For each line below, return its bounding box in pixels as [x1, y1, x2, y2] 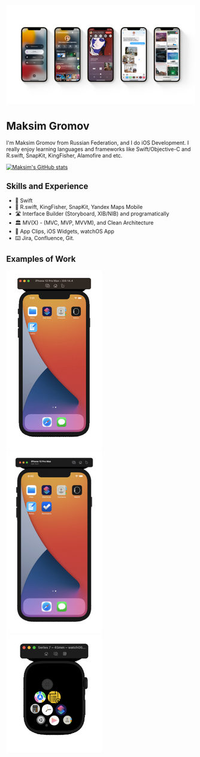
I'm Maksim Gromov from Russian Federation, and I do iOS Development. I [6, 139, 189, 146]
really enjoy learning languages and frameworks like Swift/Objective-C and [6, 146, 191, 153]
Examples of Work [6, 254, 76, 264]
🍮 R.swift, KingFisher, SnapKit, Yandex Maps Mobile [14, 204, 143, 211]
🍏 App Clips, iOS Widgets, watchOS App [14, 228, 115, 235]
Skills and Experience [6, 181, 89, 191]
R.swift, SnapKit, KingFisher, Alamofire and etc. [6, 152, 123, 159]
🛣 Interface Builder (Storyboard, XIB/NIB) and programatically [14, 210, 169, 217]
